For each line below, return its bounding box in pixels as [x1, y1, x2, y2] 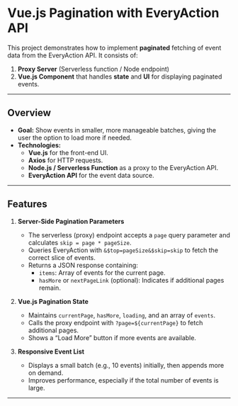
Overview [7, 107, 52, 119]
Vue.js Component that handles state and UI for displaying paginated [17, 72, 222, 81]
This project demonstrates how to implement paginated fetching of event [7, 43, 222, 52]
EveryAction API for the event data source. [28, 171, 154, 179]
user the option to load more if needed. [17, 133, 132, 142]
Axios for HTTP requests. [28, 156, 103, 164]
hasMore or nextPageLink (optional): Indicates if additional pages [38, 276, 225, 284]
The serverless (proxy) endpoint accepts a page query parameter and [28, 230, 230, 239]
